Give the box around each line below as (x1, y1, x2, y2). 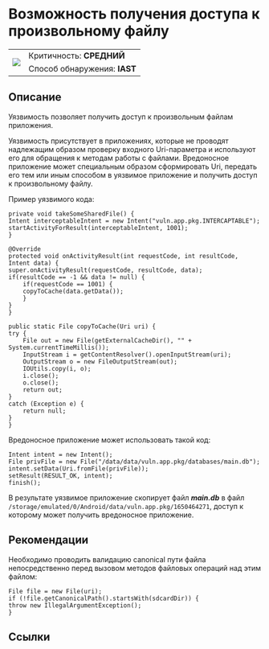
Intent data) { (8, 259, 59, 267)
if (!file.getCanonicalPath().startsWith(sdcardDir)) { (8, 594, 199, 602)
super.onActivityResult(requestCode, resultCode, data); (8, 266, 203, 274)
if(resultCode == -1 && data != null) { (8, 273, 146, 281)
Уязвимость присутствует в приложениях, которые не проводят (8, 136, 229, 146)
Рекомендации (8, 533, 89, 547)
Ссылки (8, 630, 51, 643)
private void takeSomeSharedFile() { (8, 210, 135, 218)
